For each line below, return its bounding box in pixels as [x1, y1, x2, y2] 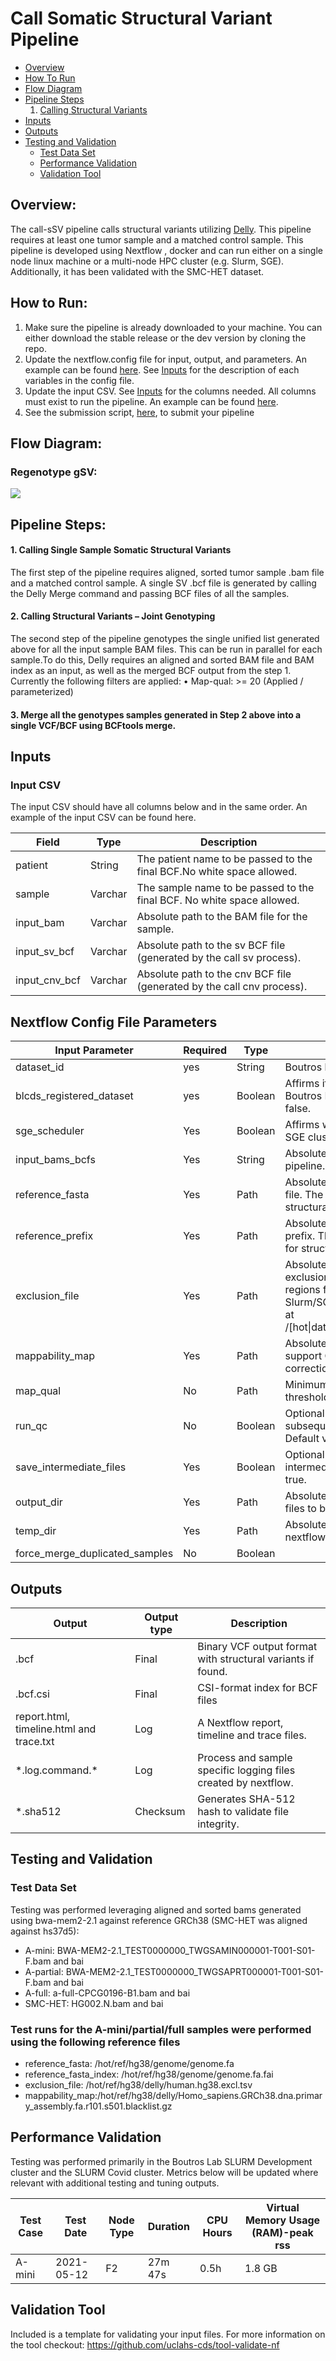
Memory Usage [244, 2213, 321, 2227]
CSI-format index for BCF [197, 1680, 318, 1694]
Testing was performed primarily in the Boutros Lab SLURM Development [10, 2155, 313, 2167]
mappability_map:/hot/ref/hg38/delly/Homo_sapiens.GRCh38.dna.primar [24, 2089, 323, 2101]
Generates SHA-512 [197, 1792, 296, 1806]
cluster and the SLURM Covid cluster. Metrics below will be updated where [10, 2166, 319, 2178]
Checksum [134, 1804, 186, 1818]
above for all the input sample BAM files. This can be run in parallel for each [10, 643, 323, 656]
